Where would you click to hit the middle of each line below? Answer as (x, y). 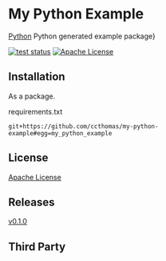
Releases (32, 202)
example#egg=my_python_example (60, 133)
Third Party (37, 246)
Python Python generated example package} (82, 36)
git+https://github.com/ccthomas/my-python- (83, 126)
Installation (37, 77)
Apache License (35, 177)
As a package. (32, 96)
